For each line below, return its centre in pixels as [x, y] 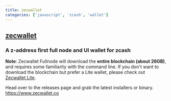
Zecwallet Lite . [21, 78]
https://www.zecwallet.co [32, 93]
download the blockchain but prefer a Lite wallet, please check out [75, 72]
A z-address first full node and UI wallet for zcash [68, 50]
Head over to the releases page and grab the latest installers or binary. [79, 88]
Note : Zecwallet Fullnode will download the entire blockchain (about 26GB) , [86, 62]
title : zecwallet [24, 10]
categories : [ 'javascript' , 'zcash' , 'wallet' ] [57, 15]
